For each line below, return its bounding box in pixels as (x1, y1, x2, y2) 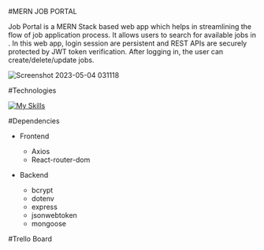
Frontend (19, 131, 50, 141)
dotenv (31, 194, 55, 203)
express (31, 202, 58, 211)
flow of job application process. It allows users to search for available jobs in (8, 31, 256, 39)
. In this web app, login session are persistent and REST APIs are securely (8, 39, 247, 48)
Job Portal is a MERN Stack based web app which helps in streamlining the (8, 22, 252, 31)
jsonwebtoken (31, 211, 77, 219)
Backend (19, 171, 49, 179)
